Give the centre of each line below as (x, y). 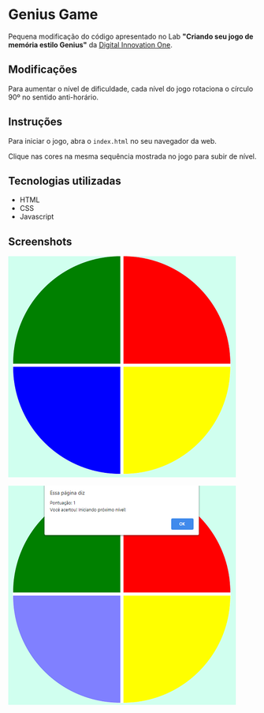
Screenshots (40, 241)
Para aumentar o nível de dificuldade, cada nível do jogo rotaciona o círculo (131, 88)
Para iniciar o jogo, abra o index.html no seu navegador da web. (112, 141)
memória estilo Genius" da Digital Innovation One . (91, 44)
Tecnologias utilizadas (65, 180)
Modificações (43, 70)
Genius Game (53, 15)
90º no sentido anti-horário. (54, 97)
